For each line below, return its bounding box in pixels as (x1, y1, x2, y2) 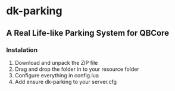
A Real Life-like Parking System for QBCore (6, 28, 170, 38)
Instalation (6, 46, 38, 54)
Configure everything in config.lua (14, 71, 99, 79)
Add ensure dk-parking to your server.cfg (14, 78, 117, 85)
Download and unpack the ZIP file (14, 59, 98, 66)
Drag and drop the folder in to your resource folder (14, 65, 139, 73)
